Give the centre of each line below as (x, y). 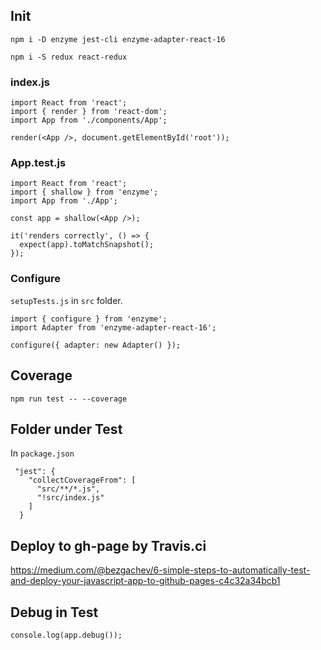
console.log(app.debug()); (66, 635)
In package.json (42, 453)
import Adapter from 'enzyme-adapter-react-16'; (113, 327)
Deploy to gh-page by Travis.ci (108, 545)
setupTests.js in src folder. (66, 300)
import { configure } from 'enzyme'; (89, 319)
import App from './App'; (64, 201)
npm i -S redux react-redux (69, 57)
